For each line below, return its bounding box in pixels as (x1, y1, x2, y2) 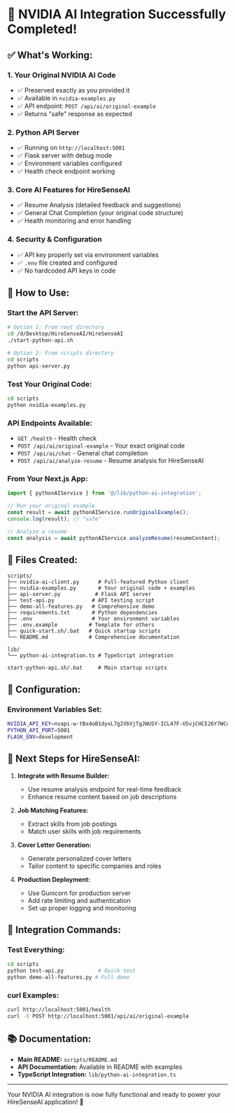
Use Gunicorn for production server (27, 889, 131, 897)
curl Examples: (7, 990, 59, 1000)
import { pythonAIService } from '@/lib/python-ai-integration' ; (7, 490, 201, 497)
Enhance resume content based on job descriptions (27, 792, 177, 801)
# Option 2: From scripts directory (7, 350, 114, 357)
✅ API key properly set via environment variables (17, 250, 159, 258)
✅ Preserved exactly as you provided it (17, 85, 130, 94)
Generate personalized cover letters (27, 854, 131, 862)
